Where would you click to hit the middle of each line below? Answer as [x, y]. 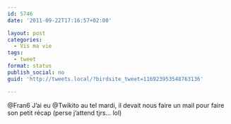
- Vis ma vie [33, 46]
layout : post [26, 33]
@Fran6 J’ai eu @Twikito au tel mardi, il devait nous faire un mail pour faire [116, 105]
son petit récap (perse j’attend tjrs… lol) [65, 113]
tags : [15, 53]
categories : [25, 39]
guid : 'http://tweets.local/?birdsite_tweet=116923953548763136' [105, 79]
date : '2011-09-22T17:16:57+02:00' [60, 20]
